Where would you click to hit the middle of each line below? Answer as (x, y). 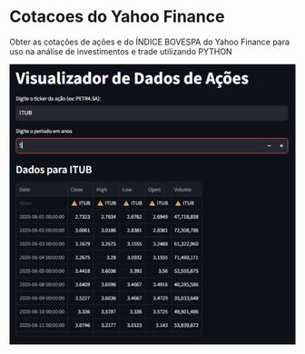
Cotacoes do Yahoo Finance (117, 17)
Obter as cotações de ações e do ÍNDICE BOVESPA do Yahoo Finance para (150, 42)
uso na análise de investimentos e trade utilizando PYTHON (121, 51)
